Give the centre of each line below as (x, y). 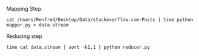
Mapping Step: (25, 9)
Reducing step (24, 36)
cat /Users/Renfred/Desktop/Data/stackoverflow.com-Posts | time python (100, 20)
